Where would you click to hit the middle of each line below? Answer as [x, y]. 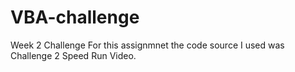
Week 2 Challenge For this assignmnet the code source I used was [147, 45]
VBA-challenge [75, 17]
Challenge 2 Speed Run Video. [73, 55]
